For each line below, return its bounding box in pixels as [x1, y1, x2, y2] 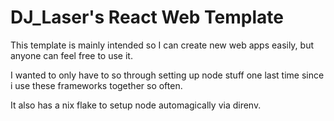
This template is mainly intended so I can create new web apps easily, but [10, 39, 315, 51]
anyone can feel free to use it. [10, 49, 133, 61]
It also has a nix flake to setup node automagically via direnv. [10, 99, 262, 111]
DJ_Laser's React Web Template [10, 6, 284, 29]
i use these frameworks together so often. [10, 79, 183, 91]
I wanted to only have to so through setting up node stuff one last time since [10, 69, 325, 81]
